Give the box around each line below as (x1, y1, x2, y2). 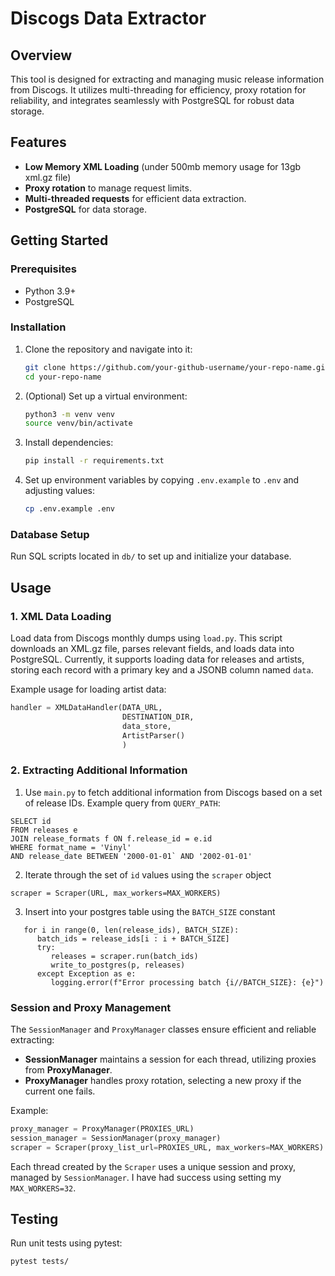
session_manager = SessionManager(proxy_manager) (10, 1133, 222, 1143)
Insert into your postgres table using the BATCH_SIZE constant (24, 905, 276, 917)
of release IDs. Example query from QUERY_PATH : (24, 797, 221, 809)
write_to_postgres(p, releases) (50, 960, 186, 970)
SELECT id (10, 816, 52, 826)
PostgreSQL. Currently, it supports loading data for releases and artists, (10, 653, 305, 666)
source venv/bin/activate (24, 418, 133, 429)
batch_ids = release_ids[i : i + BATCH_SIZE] (36, 933, 230, 944)
